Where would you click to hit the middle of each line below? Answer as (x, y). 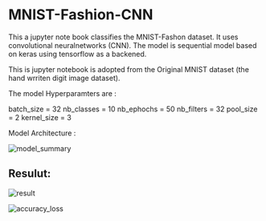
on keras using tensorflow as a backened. (78, 54)
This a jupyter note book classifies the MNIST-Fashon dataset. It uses (123, 37)
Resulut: (30, 174)
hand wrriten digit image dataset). (64, 78)
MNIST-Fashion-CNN (81, 15)
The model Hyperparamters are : (62, 93)
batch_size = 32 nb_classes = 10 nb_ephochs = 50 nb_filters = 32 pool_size (133, 109)
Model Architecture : (42, 133)
